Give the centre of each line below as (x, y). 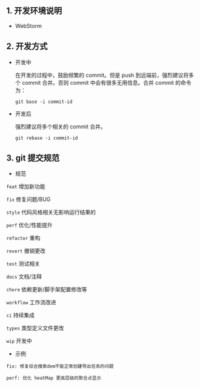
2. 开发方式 (27, 46)
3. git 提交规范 (33, 158)
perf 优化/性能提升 (29, 225)
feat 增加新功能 (26, 187)
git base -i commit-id (44, 102)
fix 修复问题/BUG (28, 199)
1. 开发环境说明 (34, 11)
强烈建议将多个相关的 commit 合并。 (60, 127)
